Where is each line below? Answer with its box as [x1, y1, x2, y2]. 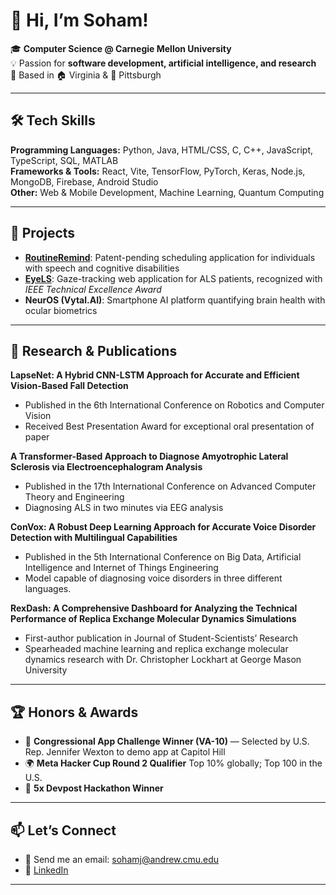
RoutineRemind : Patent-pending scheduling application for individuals [24, 251, 316, 263]
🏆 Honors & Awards [10, 704, 139, 721]
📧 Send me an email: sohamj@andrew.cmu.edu [24, 854, 220, 865]
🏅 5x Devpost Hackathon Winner [24, 782, 164, 794]
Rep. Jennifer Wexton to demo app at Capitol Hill [24, 746, 226, 758]
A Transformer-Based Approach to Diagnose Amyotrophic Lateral [10, 450, 289, 463]
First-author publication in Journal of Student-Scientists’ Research [24, 632, 298, 644]
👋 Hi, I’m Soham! [10, 9, 149, 32]
